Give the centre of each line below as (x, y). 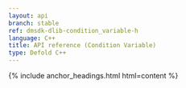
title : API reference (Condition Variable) (83, 46)
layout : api (28, 16)
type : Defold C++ (37, 53)
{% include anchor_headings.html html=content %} (93, 76)
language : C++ (32, 38)
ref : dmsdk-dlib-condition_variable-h (73, 30)
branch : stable (34, 23)
